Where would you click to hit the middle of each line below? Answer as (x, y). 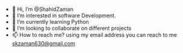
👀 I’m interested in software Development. (64, 15)
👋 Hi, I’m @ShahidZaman (42, 9)
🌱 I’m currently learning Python (50, 22)
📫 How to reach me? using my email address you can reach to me (95, 35)
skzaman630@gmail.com (43, 43)
